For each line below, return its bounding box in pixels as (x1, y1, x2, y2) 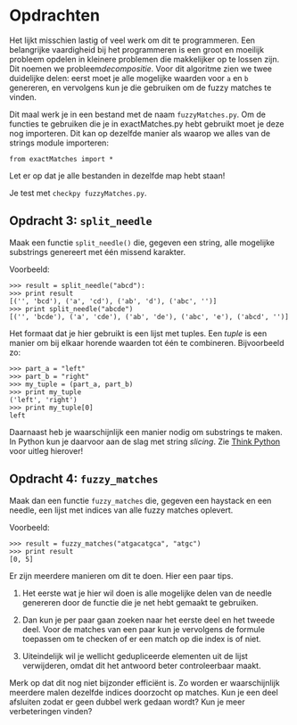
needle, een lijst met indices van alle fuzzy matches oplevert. (9, 505, 234, 515)
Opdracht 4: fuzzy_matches (9, 472, 159, 487)
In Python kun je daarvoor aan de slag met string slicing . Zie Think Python (9, 436, 281, 447)
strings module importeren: (9, 137, 110, 148)
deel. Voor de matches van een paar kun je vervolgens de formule (21, 623, 266, 634)
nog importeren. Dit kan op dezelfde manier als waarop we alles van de (9, 128, 270, 138)
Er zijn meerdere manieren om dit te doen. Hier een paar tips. (9, 570, 234, 581)
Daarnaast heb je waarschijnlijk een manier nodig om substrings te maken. (9, 426, 283, 437)
